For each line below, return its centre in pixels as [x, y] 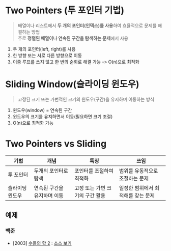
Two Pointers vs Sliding [56, 144]
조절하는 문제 [134, 178]
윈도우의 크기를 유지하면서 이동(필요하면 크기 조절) [63, 116]
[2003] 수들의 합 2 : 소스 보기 [42, 243]
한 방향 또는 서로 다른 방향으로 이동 [47, 55]
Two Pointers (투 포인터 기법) [65, 10]
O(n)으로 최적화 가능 [33, 123]
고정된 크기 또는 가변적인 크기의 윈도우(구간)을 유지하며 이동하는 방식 [86, 99]
